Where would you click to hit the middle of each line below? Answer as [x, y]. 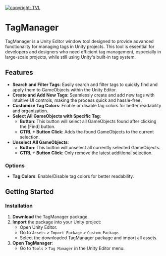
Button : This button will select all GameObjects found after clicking [88, 121]
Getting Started [29, 192]
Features [19, 72]
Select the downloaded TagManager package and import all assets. [88, 238]
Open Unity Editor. [38, 227]
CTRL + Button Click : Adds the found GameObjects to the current [87, 131]
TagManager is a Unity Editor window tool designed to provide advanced [80, 41]
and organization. [30, 111]
